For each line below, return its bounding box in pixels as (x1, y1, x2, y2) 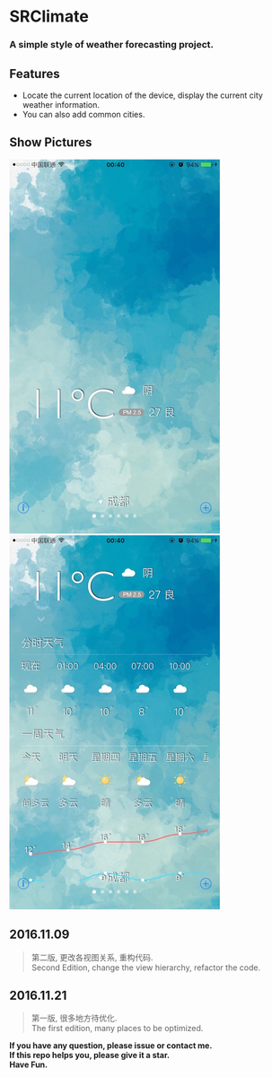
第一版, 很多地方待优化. (31, 1012, 118, 1024)
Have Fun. (9, 1059, 48, 1070)
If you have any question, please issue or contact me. (9, 1040, 213, 1051)
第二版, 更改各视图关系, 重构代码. (31, 951, 154, 962)
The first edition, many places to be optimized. (31, 1023, 204, 1034)
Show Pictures (9, 135, 92, 150)
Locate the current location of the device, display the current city (22, 90, 263, 101)
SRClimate (9, 6, 90, 27)
